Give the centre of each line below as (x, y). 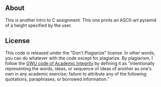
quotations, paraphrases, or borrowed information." (57, 79)
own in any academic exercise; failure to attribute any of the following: (76, 74)
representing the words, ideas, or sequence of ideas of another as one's (78, 68)
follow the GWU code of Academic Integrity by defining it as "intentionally (80, 63)
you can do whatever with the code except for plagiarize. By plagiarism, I (79, 58)
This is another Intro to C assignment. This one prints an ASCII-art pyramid (81, 20)
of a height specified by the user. (39, 25)
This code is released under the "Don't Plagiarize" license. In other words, (80, 53)
